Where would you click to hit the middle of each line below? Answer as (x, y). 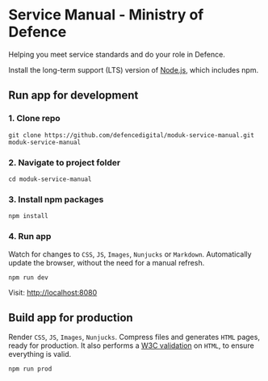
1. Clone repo (34, 119)
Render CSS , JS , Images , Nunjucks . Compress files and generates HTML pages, (134, 337)
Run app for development (73, 96)
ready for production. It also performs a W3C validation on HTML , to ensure (131, 345)
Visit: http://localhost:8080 (53, 292)
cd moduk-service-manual (50, 179)
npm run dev (28, 277)
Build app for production (71, 318)
